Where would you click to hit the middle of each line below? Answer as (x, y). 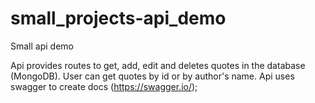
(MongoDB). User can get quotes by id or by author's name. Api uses (152, 76)
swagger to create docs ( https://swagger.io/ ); (104, 86)
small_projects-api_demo (118, 18)
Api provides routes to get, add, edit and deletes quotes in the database (158, 65)
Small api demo (42, 46)
